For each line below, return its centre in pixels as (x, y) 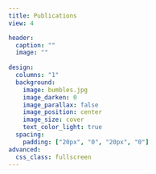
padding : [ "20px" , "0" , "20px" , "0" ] (86, 142)
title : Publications (43, 16)
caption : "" (36, 45)
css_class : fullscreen (53, 157)
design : (21, 68)
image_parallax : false (61, 105)
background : (36, 82)
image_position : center (63, 112)
